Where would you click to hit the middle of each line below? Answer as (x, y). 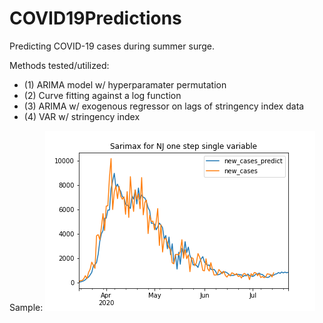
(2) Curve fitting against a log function (102, 95)
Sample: (26, 307)
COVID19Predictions (95, 18)
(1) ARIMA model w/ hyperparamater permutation (125, 84)
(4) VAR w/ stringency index (82, 116)
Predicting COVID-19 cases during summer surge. (112, 46)
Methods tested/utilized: (59, 65)
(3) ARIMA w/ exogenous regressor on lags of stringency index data (164, 106)
